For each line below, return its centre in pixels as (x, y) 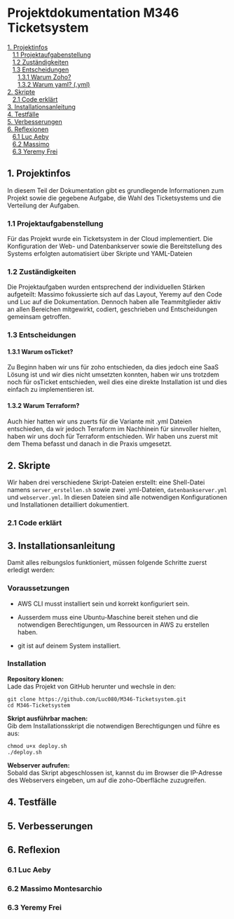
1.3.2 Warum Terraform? (43, 406)
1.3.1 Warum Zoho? (44, 77)
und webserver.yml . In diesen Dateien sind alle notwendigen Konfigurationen (117, 497)
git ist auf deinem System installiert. (69, 646)
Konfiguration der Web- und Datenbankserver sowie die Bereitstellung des (115, 246)
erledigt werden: (31, 570)
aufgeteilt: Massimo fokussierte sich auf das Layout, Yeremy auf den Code (115, 294)
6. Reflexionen (28, 129)
